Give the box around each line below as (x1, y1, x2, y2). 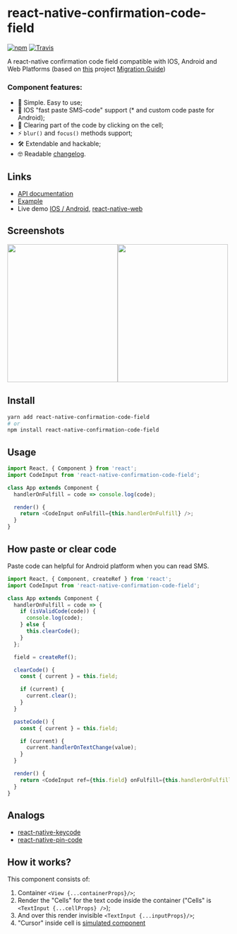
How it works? (7, 856, 72, 868)
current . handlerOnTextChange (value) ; (25, 744, 138, 751)
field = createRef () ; (13, 653, 78, 661)
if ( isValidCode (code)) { (20, 608, 97, 615)
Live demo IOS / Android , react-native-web (17, 204, 143, 213)
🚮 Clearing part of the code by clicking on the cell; (17, 121, 164, 129)
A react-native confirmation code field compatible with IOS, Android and (7, 57, 217, 65)
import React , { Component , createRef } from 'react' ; (7, 575, 172, 582)
